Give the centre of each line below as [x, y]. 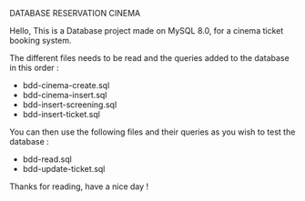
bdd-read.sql [47, 159]
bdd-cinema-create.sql [66, 85]
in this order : [34, 68]
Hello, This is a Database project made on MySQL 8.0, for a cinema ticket [147, 30]
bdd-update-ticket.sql [64, 169]
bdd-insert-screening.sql [70, 105]
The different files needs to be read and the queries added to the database [149, 58]
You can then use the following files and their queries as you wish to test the [152, 132]
